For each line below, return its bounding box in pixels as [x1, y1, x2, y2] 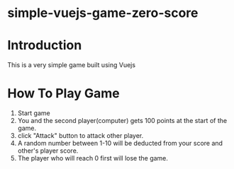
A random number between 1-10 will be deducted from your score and [17, 139, 223, 148]
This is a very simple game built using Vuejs [7, 61, 136, 69]
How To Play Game [7, 86, 120, 102]
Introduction [7, 37, 82, 54]
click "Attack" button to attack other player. [17, 132, 144, 140]
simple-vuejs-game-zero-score [7, 5, 199, 21]
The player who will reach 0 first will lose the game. [17, 154, 169, 163]
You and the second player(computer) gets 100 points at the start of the [17, 117, 228, 125]
